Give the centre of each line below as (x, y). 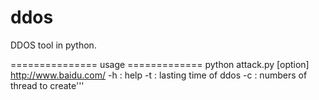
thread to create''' (47, 85)
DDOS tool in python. (53, 45)
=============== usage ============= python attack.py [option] (160, 64)
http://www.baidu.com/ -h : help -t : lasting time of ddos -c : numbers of (159, 75)
